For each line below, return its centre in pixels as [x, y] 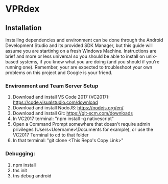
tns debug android [32, 176]
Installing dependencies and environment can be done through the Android [84, 40]
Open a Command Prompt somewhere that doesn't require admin [81, 124]
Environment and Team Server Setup [52, 86]
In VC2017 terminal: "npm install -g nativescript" [63, 119]
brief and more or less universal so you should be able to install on [75, 56]
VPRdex [22, 9]
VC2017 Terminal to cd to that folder [51, 135]
